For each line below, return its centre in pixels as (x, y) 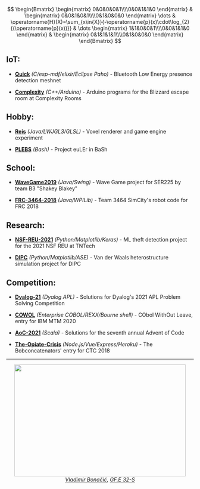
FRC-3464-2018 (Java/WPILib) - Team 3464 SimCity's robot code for (101, 200)
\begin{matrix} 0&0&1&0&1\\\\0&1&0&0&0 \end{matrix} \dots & (100, 16)
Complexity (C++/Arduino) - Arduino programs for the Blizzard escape (102, 92)
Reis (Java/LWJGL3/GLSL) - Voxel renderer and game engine (90, 131)
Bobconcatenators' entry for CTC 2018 (62, 351)
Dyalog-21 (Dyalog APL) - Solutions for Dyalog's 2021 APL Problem (98, 297)
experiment (29, 138)
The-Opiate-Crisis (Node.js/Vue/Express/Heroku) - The (84, 344)
